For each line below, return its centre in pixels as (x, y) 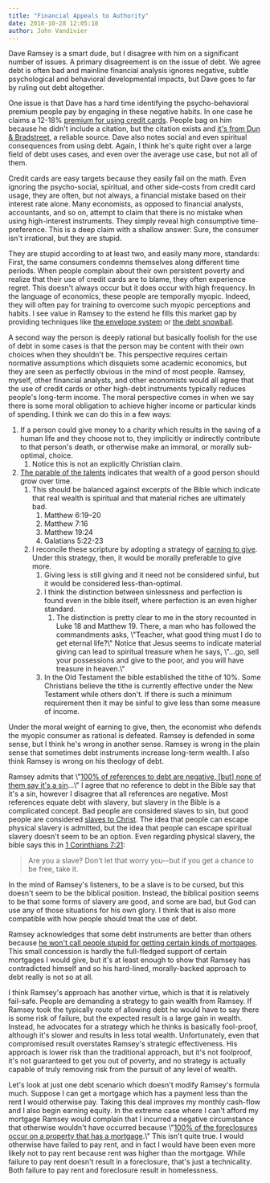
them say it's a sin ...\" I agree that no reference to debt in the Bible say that (132, 785)
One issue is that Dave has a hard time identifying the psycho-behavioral (129, 103)
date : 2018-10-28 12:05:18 (53, 23)
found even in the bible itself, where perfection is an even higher (150, 601)
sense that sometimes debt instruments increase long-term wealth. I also (129, 753)
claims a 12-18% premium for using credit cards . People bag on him (120, 120)
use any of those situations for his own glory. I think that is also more (122, 910)
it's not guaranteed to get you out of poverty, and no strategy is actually (127, 1061)
